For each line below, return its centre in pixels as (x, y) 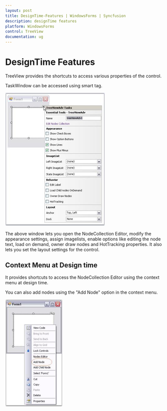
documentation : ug (24, 37)
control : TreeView (24, 32)
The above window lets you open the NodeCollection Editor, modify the (78, 233)
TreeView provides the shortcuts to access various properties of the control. (83, 76)
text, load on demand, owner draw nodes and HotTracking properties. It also (83, 244)
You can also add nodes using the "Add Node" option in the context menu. (82, 292)
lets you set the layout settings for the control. (52, 249)
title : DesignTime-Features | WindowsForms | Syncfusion (66, 16)
